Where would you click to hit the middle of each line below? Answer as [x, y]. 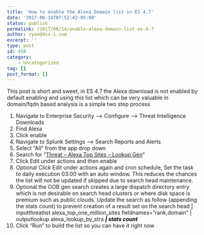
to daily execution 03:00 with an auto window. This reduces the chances [106, 174]
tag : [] [17, 68]
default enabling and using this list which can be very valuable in [88, 98]
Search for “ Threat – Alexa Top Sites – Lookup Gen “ [80, 155]
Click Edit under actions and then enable [66, 161]
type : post [21, 46]
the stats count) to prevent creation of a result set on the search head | [104, 206]
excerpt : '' [22, 40]
